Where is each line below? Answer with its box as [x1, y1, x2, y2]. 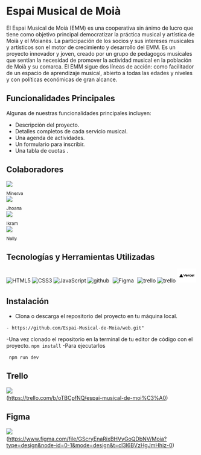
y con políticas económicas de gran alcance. [6, 76, 118, 83]
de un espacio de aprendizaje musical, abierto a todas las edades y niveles [6, 69, 193, 76]
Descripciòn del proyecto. [14, 121, 80, 128]
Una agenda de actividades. [14, 134, 85, 141]
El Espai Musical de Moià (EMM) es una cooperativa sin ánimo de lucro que [6, 24, 194, 32]
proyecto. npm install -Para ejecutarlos [6, 342, 106, 349]
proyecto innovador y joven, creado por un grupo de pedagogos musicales [6, 50, 193, 57]
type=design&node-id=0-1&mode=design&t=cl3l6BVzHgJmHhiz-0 [6, 441, 173, 449]
